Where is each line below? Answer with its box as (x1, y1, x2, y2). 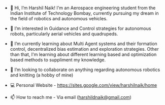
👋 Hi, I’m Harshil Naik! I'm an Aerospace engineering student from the (10, 5, 156, 11)
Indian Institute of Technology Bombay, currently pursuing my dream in (10, 10, 159, 16)
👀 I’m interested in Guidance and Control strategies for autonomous (10, 25, 151, 31)
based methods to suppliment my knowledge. (10, 57, 106, 63)
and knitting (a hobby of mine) (10, 72, 74, 78)
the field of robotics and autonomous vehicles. (10, 16, 108, 21)
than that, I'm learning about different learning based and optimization (10, 51, 157, 57)
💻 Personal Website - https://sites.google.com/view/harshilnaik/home (10, 82, 157, 88)
